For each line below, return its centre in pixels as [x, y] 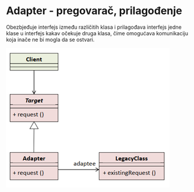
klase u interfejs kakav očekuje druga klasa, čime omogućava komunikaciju [97, 33]
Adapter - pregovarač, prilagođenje [94, 11]
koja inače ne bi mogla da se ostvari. [51, 39]
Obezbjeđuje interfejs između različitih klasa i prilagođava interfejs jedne [94, 27]
